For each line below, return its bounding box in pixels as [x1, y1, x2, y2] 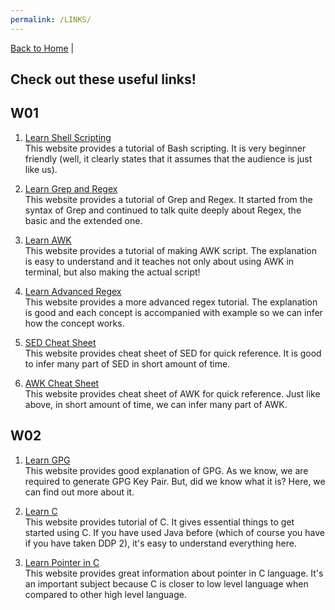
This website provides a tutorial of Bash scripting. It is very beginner [24, 142, 307, 154]
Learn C [24, 505, 58, 517]
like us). [24, 163, 58, 175]
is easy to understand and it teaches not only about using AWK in [24, 255, 295, 267]
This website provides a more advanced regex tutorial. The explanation [24, 296, 318, 308]
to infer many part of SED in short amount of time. [24, 357, 231, 370]
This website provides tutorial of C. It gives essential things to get [24, 516, 295, 528]
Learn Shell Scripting [24, 131, 112, 143]
